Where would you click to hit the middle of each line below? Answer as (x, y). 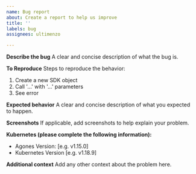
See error (27, 93)
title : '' (19, 23)
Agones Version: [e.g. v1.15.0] (52, 146)
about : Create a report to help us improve (62, 18)
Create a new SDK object (46, 80)
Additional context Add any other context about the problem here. (89, 164)
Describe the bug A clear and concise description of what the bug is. (92, 57)
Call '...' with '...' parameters (49, 87)
